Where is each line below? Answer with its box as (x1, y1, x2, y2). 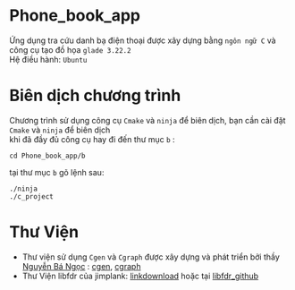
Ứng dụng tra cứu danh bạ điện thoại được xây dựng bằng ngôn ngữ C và (9, 35, 276, 46)
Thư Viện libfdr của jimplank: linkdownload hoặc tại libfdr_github (21, 270, 259, 281)
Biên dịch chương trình (9, 86, 181, 106)
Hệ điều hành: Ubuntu (9, 54, 88, 64)
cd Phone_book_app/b (9, 151, 87, 160)
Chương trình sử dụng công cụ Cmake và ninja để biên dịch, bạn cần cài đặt (9, 115, 286, 125)
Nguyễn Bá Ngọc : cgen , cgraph (21, 260, 141, 271)
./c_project (9, 192, 54, 201)
